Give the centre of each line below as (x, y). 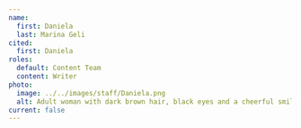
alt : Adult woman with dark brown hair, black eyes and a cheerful (146, 101)
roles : (21, 59)
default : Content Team (59, 69)
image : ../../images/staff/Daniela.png (91, 93)
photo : (21, 85)
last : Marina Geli (51, 34)
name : (18, 18)
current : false (37, 110)
